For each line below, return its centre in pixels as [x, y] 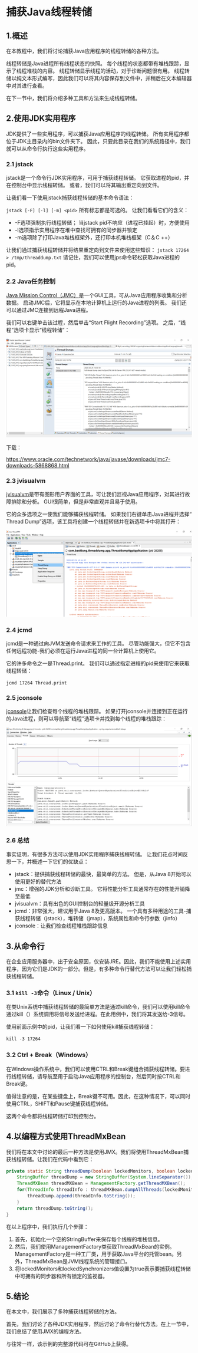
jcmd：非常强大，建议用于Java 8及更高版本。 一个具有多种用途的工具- [100, 911]
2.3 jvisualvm [26, 481]
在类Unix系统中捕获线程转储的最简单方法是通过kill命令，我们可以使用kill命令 [98, 1007]
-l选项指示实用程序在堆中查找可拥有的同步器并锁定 [76, 230]
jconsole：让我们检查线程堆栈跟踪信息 [61, 926]
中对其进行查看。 [27, 85]
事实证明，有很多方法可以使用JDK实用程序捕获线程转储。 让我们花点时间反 [97, 854]
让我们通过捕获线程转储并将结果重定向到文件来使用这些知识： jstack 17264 [98, 250]
